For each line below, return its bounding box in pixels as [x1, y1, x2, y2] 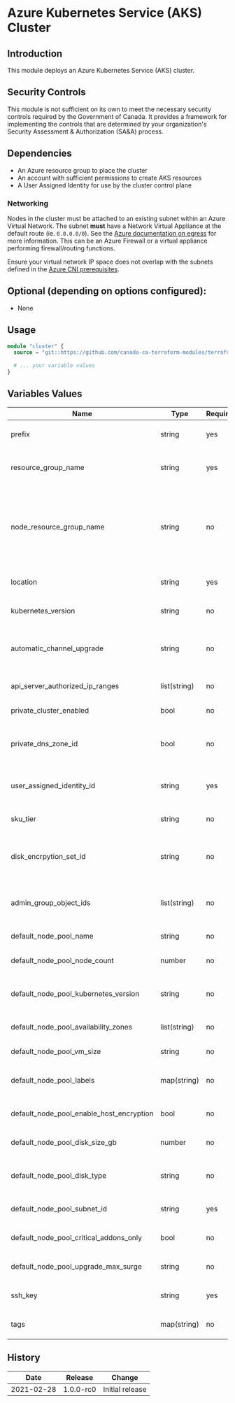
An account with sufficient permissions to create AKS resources [17, 173, 202, 182]
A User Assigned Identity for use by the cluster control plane [17, 180, 192, 190]
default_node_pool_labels [10, 1075, 95, 1085]
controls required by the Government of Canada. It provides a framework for [7, 112, 227, 120]
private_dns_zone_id [10, 739, 78, 748]
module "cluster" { [7, 343, 64, 350]
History [7, 1352, 41, 1364]
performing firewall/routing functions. [7, 243, 115, 252]
